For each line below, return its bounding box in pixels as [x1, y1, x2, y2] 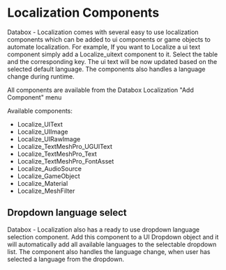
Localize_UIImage [17, 127, 68, 136]
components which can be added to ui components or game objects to [7, 35, 211, 43]
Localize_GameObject [17, 172, 80, 180]
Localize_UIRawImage [17, 134, 81, 143]
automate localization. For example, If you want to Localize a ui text [7, 42, 201, 51]
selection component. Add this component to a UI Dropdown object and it [7, 232, 219, 241]
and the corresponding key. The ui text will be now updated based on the [7, 57, 218, 65]
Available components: [7, 106, 73, 115]
